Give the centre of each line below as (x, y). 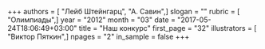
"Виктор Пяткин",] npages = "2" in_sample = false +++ (99, 36)
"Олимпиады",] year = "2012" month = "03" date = (92, 20)
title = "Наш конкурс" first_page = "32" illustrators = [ (168, 28)
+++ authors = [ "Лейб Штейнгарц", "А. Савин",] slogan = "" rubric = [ (124, 11)
